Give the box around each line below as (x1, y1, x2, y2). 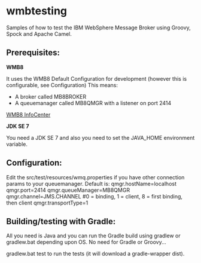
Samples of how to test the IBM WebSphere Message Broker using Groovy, (6, 24, 191, 31)
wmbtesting (6, 4, 68, 18)
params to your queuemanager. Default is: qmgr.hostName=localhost (6, 180, 177, 187)
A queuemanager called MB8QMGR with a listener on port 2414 (14, 99, 172, 106)
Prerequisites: (6, 48, 60, 58)
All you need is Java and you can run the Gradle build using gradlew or (6, 232, 181, 240)
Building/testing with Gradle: (6, 216, 116, 227)
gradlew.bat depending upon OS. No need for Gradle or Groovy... (6, 238, 166, 246)
